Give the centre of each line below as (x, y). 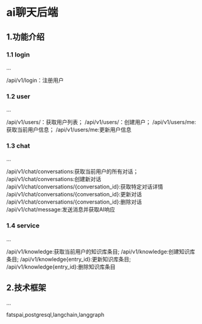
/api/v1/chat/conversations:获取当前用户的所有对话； (72, 171)
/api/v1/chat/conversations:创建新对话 (54, 179)
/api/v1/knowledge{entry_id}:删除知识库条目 (61, 267)
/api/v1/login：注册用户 (35, 80)
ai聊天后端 (32, 12)
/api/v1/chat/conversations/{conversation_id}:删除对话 (74, 202)
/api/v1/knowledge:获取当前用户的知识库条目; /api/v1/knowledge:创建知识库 (101, 251)
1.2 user (18, 96)
